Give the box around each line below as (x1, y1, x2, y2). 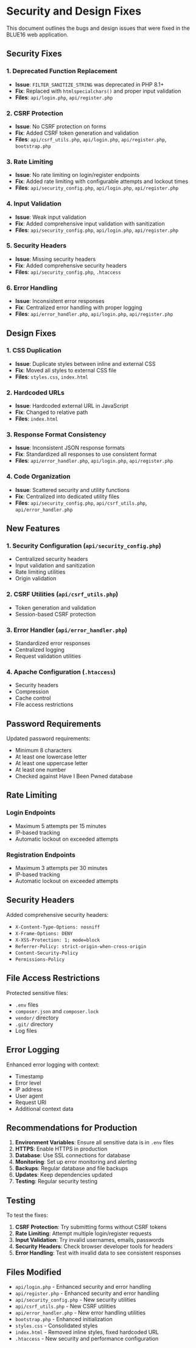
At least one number (15, 766, 66, 774)
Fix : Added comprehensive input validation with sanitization (15, 219, 166, 227)
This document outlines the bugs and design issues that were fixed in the (6, 24, 190, 32)
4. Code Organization (6, 473, 71, 481)
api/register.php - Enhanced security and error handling (15, 1289, 159, 1297)
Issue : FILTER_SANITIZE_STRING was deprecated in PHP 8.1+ (15, 80, 164, 88)
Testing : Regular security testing (15, 1178, 98, 1185)
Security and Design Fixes (6, 4, 142, 18)
